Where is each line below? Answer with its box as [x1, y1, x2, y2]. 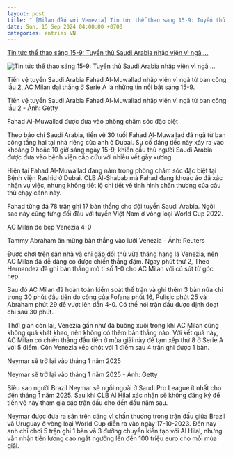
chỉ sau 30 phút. [7, 307, 54, 316]
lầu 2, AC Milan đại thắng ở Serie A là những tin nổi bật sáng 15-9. [7, 83, 195, 91]
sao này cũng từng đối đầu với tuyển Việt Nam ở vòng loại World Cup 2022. [7, 209, 224, 218]
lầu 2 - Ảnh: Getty [7, 104, 58, 112]
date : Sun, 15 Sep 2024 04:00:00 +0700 [7, 23, 123, 30]
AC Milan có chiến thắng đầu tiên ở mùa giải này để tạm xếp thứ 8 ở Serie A [7, 336, 224, 344]
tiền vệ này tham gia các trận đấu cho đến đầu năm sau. [7, 399, 168, 407]
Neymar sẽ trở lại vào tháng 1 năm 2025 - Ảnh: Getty [7, 370, 158, 379]
